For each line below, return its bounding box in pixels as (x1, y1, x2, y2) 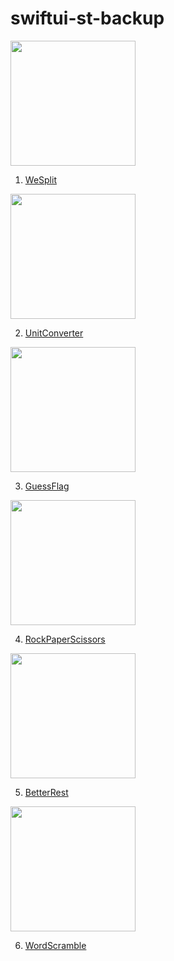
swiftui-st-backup (10, 7, 165, 30)
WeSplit (24, 173, 57, 186)
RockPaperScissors (24, 633, 106, 645)
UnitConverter (24, 327, 84, 339)
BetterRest (24, 786, 69, 798)
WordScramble (24, 939, 87, 951)
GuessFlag (24, 480, 70, 492)
